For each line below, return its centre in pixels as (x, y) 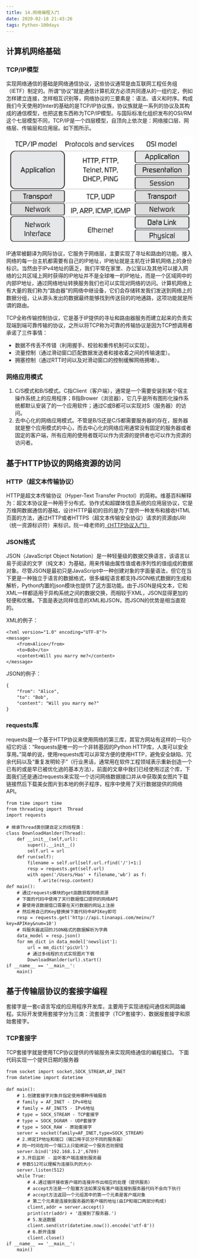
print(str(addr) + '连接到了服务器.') (72, 1213)
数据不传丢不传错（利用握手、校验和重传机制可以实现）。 (84, 345)
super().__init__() (52, 845)
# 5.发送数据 (42, 1220)
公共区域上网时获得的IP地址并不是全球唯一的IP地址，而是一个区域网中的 (104, 276)
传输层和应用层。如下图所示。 (58, 128)
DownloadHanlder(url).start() (65, 959)
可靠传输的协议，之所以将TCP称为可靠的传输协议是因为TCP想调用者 (110, 325)
